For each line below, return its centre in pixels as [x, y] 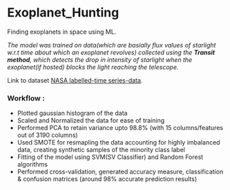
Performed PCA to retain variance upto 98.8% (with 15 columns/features [120, 128]
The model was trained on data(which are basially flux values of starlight [112, 45]
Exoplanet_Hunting [63, 13]
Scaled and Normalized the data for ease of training [91, 120]
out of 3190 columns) [47, 135]
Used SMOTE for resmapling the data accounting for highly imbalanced [118, 142]
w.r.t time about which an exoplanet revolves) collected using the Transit [111, 52]
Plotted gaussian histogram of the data [72, 113]
